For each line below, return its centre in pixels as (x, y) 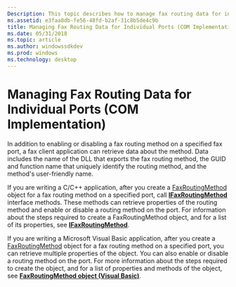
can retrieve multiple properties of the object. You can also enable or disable (118, 253)
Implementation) (57, 124)
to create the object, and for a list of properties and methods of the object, (115, 268)
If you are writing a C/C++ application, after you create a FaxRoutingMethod (117, 187)
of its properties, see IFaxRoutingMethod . (68, 224)
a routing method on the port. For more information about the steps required (117, 260)
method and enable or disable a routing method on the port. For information (117, 210)
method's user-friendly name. (50, 174)
